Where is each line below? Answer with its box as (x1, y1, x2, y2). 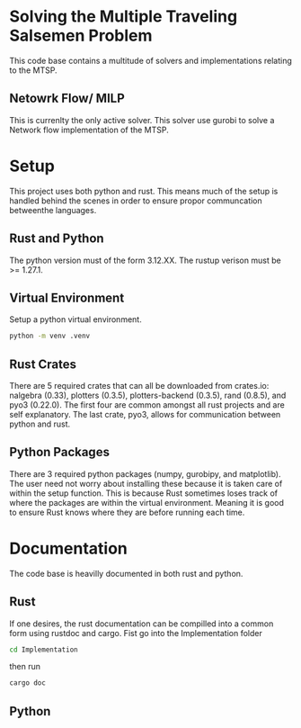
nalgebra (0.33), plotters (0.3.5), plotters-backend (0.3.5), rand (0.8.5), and (9, 390, 287, 400)
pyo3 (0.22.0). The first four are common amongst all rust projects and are (9, 400, 285, 410)
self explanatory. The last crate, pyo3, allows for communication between (9, 409, 281, 419)
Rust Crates (9, 356, 77, 372)
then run (9, 661, 41, 672)
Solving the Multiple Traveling (9, 6, 238, 27)
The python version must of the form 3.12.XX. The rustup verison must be (9, 255, 281, 265)
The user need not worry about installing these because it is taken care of (9, 478, 283, 489)
